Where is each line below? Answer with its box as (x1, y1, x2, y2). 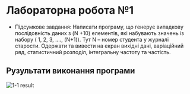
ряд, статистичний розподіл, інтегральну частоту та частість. (14, 48, 171, 55)
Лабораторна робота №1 (6, 4, 134, 17)
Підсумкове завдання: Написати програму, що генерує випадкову (14, 23, 184, 30)
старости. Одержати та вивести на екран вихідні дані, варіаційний (14, 42, 184, 49)
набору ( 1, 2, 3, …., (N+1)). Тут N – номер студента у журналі (14, 36, 169, 43)
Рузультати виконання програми (6, 66, 135, 76)
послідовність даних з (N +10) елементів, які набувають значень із (14, 29, 184, 36)
